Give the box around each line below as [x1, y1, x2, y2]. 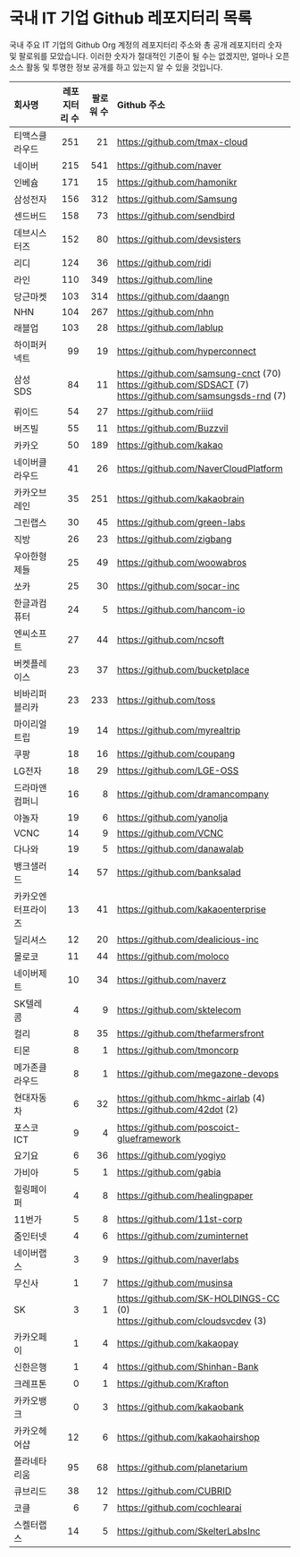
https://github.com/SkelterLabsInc [117, 1525, 261, 1537]
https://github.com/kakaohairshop [117, 1431, 261, 1443]
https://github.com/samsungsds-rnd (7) [117, 389, 287, 402]
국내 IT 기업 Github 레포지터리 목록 [9, 8, 253, 29]
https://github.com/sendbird [117, 209, 235, 222]
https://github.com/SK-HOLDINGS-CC [117, 1292, 280, 1305]
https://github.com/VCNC [117, 827, 224, 839]
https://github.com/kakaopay [117, 1337, 239, 1349]
